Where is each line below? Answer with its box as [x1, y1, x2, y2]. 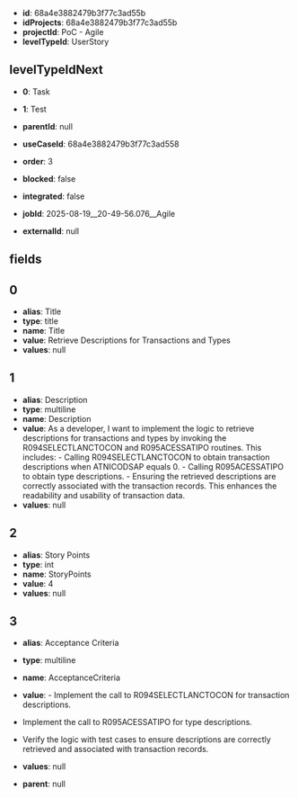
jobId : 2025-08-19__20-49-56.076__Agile [22, 208, 176, 219]
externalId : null [22, 225, 80, 237]
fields [9, 252, 42, 267]
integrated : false [22, 191, 85, 202]
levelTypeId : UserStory [22, 36, 110, 47]
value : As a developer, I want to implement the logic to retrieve [22, 423, 255, 434]
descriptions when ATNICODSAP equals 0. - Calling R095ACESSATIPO [22, 461, 285, 471]
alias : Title [22, 306, 62, 318]
